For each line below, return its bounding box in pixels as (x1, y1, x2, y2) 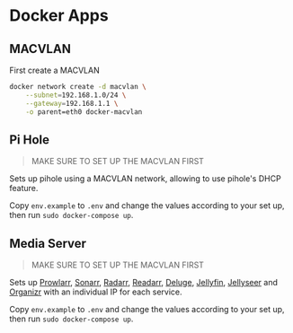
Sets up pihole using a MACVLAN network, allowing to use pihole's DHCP (9, 173, 281, 184)
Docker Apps (9, 5, 110, 26)
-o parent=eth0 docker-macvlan (25, 107, 143, 117)
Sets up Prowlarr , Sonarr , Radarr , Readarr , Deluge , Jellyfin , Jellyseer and (9, 277, 279, 288)
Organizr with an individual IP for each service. (9, 286, 182, 297)
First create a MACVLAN (9, 65, 101, 75)
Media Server (9, 235, 87, 251)
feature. (9, 183, 39, 194)
